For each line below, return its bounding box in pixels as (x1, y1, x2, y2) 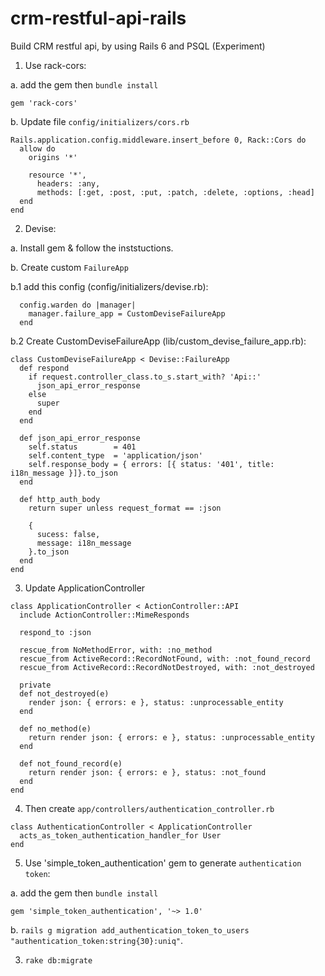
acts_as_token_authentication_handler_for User (19, 830, 222, 841)
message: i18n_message (36, 538, 132, 548)
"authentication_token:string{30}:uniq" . (10, 934, 184, 946)
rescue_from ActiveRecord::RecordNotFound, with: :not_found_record (19, 653, 311, 664)
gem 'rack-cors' (10, 98, 78, 108)
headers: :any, (36, 178, 101, 189)
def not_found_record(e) (19, 758, 123, 769)
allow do (19, 143, 56, 154)
